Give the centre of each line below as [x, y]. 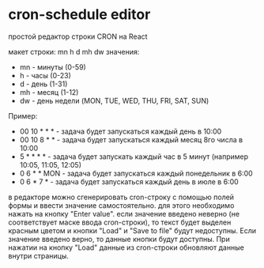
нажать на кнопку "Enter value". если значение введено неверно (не [124, 213]
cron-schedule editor [79, 15]
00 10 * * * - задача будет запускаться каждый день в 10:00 [121, 131]
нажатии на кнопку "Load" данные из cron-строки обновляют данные [126, 247]
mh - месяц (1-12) [49, 92]
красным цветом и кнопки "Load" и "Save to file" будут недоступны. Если [132, 230]
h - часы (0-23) [45, 75]
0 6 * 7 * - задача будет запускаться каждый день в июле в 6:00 [129, 181]
